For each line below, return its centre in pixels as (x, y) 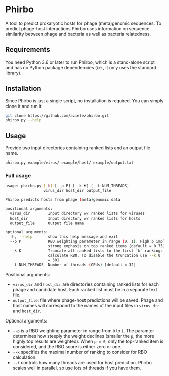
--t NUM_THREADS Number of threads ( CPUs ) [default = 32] (73, 265)
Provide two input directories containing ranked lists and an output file (78, 148)
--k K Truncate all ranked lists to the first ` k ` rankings (87, 251)
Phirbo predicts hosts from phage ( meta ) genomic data (63, 200)
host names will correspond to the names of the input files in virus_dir (86, 306)
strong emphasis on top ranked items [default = (100, 246)
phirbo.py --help (23, 120)
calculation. (24, 357)
